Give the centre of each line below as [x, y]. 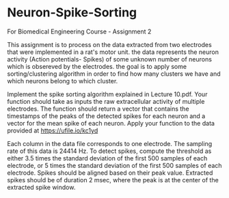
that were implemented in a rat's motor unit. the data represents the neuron [113, 52]
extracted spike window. [41, 187]
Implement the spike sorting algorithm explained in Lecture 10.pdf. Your [107, 94]
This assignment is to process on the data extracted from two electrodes [109, 44]
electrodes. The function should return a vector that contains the [98, 109]
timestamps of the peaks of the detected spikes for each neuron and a [106, 116]
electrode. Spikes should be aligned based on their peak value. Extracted [110, 173]
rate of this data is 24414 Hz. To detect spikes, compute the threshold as [109, 151]
